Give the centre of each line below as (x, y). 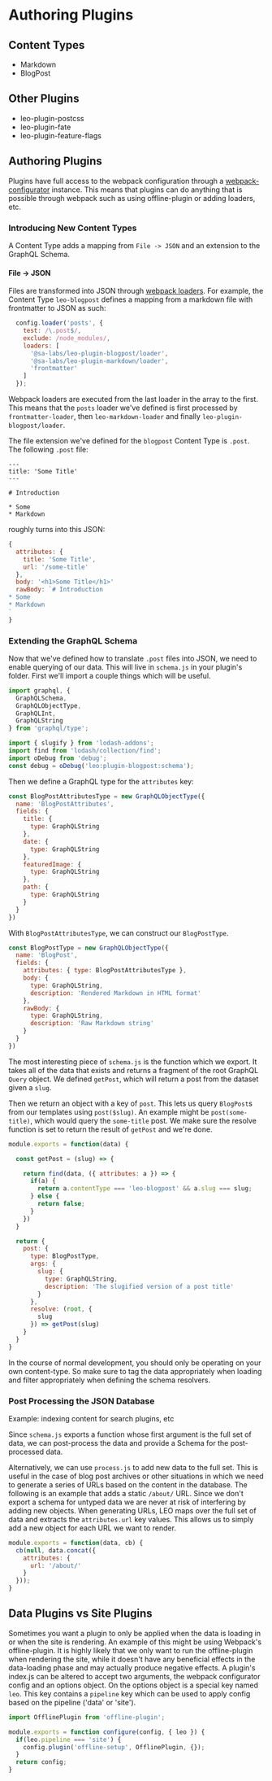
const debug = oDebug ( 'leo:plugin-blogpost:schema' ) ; (101, 766)
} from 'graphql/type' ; (49, 729)
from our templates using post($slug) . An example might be (109, 1111)
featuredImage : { (52, 864)
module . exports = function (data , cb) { (76, 1543)
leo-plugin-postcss (52, 118)
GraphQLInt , (36, 714)
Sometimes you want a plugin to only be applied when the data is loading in (135, 1633)
